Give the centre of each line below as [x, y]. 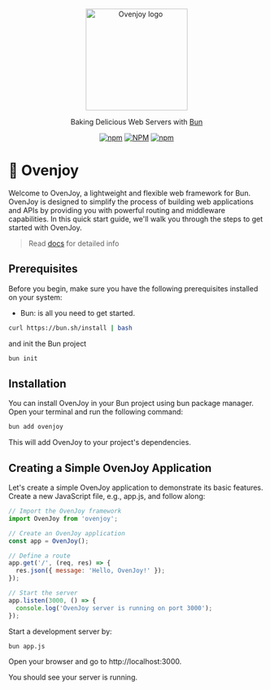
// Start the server [44, 593]
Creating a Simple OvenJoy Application [110, 468]
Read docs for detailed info [74, 243]
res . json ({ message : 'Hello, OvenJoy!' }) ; [90, 571]
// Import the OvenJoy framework [65, 511]
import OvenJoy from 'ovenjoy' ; [63, 518]
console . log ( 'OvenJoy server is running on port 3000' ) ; [114, 608]
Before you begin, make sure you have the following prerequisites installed [133, 288]
